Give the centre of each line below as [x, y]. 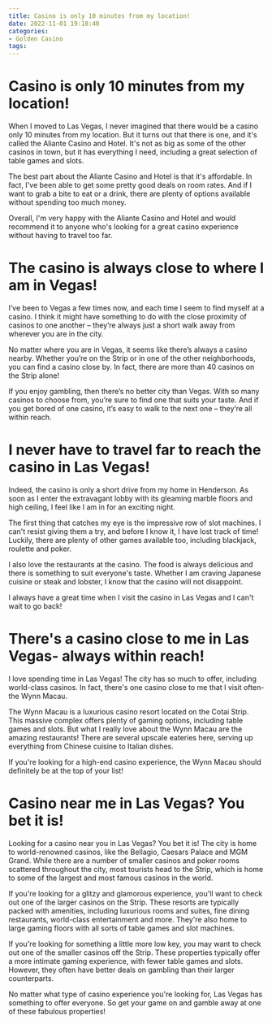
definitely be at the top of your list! [66, 770]
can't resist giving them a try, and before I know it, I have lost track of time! [134, 531]
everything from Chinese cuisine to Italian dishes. [91, 746]
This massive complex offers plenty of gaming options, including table [126, 720]
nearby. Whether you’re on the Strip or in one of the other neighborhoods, [132, 358]
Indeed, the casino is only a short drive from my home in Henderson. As [129, 489]
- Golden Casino [36, 39]
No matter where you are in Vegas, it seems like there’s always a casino [128, 349]
